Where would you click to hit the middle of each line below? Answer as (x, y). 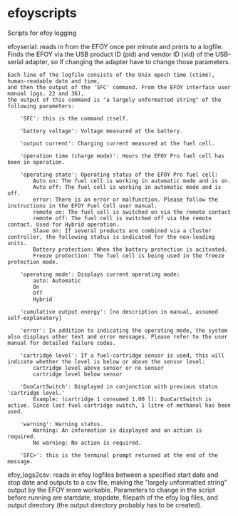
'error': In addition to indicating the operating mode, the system (124, 330)
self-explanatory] (35, 318)
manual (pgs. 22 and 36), (46, 93)
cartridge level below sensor (78, 374)
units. (17, 243)
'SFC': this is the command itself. (75, 118)
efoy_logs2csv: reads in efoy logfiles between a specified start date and (113, 475)
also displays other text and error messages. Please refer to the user (118, 336)
